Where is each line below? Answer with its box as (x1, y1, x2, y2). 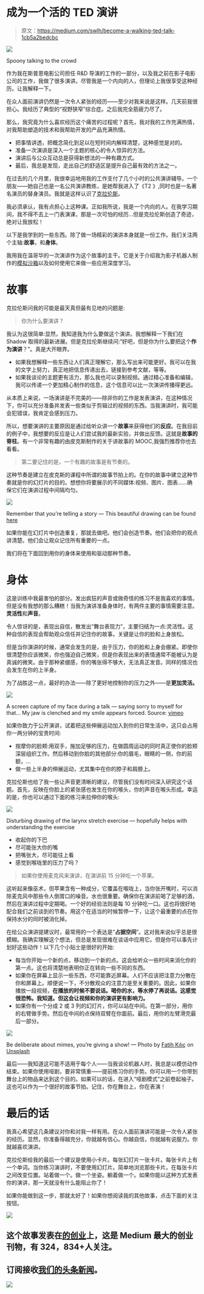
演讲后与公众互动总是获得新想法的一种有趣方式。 (15, 154, 138, 162)
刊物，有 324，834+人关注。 (6, 1242, 117, 1253)
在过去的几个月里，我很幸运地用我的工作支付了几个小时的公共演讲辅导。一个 (6, 174, 198, 182)
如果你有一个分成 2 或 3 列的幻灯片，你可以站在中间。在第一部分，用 (15, 1002, 188, 1009)
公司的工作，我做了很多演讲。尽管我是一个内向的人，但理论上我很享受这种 (6, 77, 192, 84)
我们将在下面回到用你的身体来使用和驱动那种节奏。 (6, 549, 134, 556)
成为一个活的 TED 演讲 (6, 5, 118, 20)
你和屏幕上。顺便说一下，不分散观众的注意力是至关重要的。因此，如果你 (15, 979, 196, 986)
